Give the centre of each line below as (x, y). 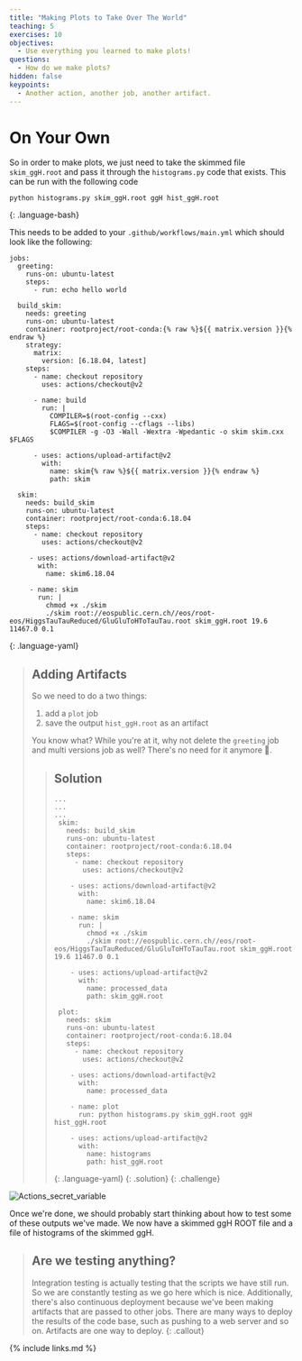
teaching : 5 (32, 26)
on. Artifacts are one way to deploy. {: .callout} (118, 1330)
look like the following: (51, 242)
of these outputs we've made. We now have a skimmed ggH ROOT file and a (151, 1223)
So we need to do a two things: (89, 696)
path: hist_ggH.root (125, 1162)
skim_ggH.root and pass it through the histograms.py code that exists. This (148, 172)
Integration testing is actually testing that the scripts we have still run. (160, 1283)
